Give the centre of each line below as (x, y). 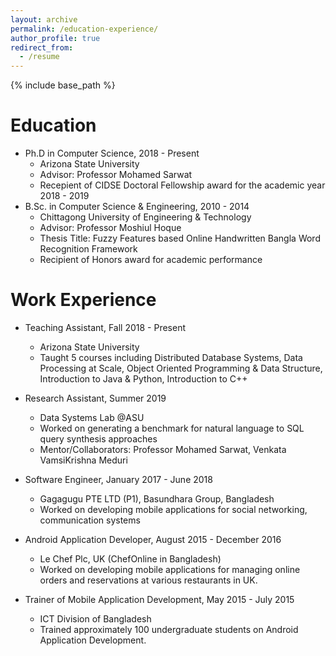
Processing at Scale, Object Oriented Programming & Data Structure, (181, 368)
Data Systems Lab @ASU (92, 417)
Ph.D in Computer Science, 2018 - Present (112, 153)
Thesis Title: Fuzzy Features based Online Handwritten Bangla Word (180, 238)
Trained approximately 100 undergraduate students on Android (169, 629)
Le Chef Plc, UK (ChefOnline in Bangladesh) (130, 559)
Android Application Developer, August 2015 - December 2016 (153, 539)
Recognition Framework (88, 249)
